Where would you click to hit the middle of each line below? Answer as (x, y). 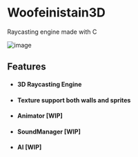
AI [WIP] (29, 147)
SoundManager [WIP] (49, 132)
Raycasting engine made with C (52, 32)
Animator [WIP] (40, 116)
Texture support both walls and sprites (74, 100)
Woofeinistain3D (56, 13)
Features (27, 67)
